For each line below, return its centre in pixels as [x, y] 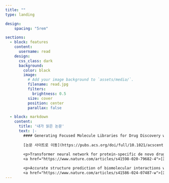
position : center [46, 103]
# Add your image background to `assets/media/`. [81, 80]
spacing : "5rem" [31, 28]
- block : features [29, 42]
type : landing [20, 15]
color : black [37, 70]
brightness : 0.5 [49, 94]
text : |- [28, 131]
